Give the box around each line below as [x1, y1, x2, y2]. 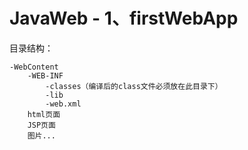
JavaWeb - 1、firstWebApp [9, 7, 239, 30]
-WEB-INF [27, 70, 64, 81]
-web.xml [45, 99, 82, 109]
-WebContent [9, 62, 59, 72]
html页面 [27, 109, 61, 119]
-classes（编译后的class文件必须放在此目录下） [45, 81, 223, 91]
